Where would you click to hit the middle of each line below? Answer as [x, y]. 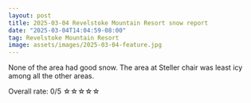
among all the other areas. [51, 76]
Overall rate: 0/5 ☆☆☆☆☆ [54, 91]
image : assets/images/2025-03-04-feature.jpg [85, 45]
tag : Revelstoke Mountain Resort [64, 38]
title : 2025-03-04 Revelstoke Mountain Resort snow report [108, 23]
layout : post [30, 15]
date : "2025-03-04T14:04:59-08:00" [67, 30]
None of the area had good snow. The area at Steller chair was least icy [125, 67]
